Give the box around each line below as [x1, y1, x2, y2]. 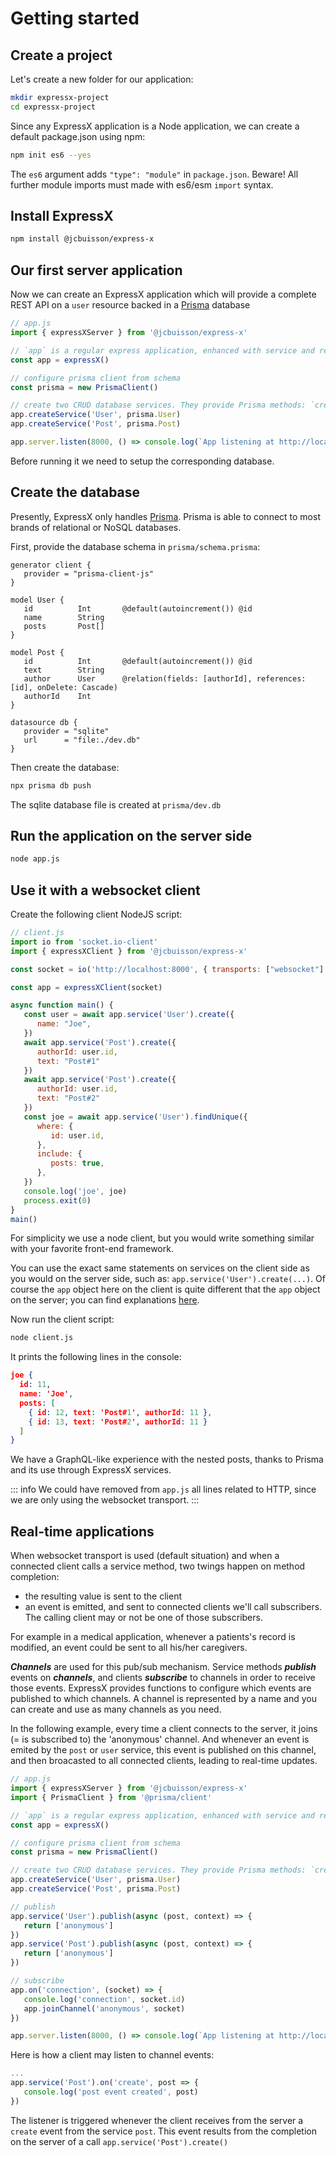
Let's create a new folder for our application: [10, 73, 194, 85]
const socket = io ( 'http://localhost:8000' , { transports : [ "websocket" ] [10, 964, 325, 974]
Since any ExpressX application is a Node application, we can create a [10, 120, 300, 132]
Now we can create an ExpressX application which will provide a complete [10, 288, 317, 301]
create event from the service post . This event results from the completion [10, 2125, 318, 2137]
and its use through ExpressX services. [10, 1464, 172, 1476]
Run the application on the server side [10, 827, 253, 844]
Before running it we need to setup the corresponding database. [10, 455, 275, 467]
